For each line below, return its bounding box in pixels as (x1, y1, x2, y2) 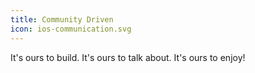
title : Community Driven (10, 14, 114, 25)
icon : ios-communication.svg (10, 24, 132, 34)
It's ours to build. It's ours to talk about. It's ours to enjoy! (10, 51, 246, 63)
